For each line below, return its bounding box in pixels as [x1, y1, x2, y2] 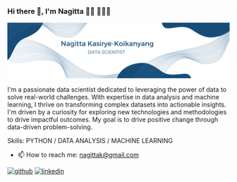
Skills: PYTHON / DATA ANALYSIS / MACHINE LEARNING [7, 137, 173, 145]
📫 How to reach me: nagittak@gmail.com [17, 151, 139, 159]
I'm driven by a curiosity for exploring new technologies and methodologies [7, 108, 227, 116]
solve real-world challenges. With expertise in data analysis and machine [7, 93, 220, 102]
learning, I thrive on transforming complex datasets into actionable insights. [7, 100, 227, 109]
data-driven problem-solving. [7, 123, 93, 131]
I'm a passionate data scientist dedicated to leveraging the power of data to [7, 85, 227, 94]
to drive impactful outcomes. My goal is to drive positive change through [7, 116, 219, 124]
